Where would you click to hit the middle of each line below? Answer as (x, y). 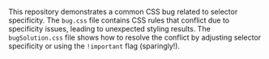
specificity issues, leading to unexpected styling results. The (109, 29)
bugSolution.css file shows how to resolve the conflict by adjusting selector (135, 37)
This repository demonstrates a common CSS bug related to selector (123, 12)
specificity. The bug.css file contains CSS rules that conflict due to (119, 20)
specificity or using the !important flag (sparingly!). (94, 46)
